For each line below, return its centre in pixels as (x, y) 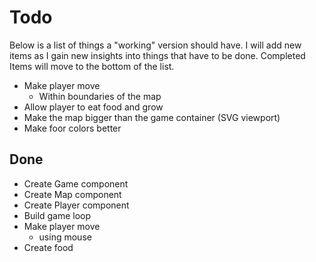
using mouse (65, 237)
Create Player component (76, 205)
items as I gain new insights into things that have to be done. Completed (157, 55)
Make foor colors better (72, 128)
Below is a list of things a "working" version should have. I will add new (155, 45)
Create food (48, 247)
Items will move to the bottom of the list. (92, 66)
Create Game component (76, 183)
